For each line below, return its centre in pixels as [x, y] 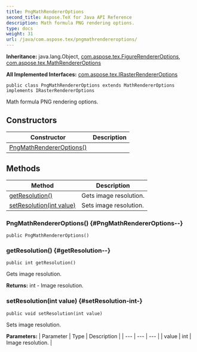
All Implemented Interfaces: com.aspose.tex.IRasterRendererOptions [92, 74]
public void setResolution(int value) [54, 313]
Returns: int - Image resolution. [45, 286]
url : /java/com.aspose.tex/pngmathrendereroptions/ [72, 39]
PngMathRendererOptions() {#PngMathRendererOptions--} [95, 223]
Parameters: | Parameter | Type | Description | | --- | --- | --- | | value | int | [99, 336]
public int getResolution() [41, 263]
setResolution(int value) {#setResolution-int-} [74, 301]
